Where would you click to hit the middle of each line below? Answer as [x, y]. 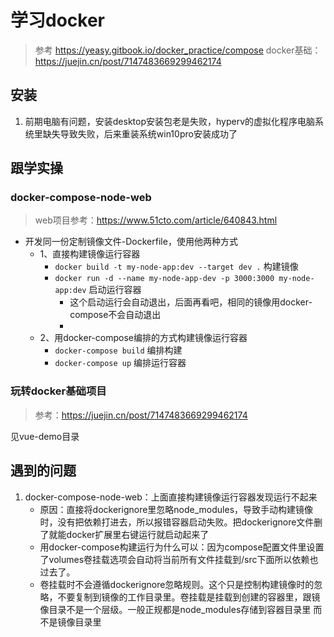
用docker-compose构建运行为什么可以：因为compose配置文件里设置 [182, 547]
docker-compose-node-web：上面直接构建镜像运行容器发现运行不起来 [171, 497]
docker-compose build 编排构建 [118, 350]
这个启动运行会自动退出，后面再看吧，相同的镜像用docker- [191, 302]
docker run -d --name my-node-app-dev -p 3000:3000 [164, 279]
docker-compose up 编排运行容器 [120, 363]
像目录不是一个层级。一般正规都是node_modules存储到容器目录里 [175, 609]
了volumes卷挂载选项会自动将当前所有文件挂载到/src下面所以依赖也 [179, 559]
